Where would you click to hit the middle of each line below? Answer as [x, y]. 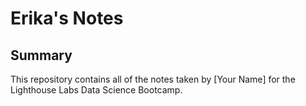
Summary [41, 55]
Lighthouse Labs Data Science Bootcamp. [96, 90]
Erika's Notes [67, 18]
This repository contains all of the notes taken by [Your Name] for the [153, 79]
